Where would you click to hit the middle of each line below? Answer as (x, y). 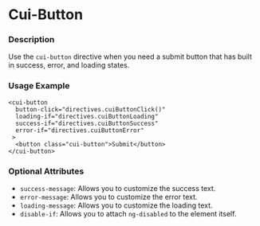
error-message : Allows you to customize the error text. (108, 197)
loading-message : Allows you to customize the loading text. (116, 205)
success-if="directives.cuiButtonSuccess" (87, 123)
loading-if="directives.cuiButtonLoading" (87, 116)
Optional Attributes (46, 171)
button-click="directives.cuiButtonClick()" (91, 109)
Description (32, 40)
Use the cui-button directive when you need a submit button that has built (130, 56)
